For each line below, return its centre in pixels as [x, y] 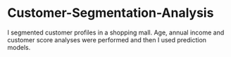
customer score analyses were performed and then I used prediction [107, 39]
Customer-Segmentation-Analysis [111, 13]
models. [19, 47]
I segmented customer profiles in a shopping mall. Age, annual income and [116, 32]
